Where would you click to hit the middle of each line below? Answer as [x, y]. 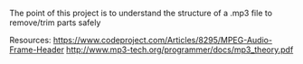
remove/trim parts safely [55, 23]
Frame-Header [37, 50]
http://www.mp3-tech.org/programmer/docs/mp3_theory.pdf [180, 50]
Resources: [30, 40]
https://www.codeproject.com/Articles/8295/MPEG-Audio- [163, 40]
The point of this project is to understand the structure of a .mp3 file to [141, 13]
